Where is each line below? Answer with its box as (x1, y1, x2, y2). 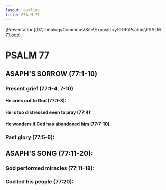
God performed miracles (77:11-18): (5, 165, 95, 172)
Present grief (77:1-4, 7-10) (5, 85, 74, 92)
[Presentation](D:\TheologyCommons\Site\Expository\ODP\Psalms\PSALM (5, 26, 161, 32)
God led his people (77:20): (5, 178, 74, 185)
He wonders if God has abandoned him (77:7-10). (5, 121, 112, 127)
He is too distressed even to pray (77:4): (5, 109, 92, 115)
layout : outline (5, 7, 40, 13)
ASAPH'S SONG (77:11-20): (5, 149, 93, 158)
